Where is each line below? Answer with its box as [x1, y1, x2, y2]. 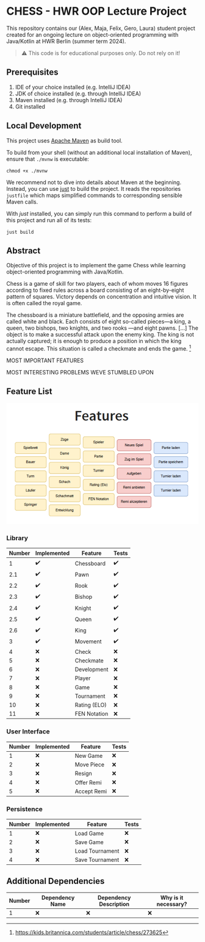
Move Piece [74, 761, 105, 768]
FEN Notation [74, 710, 109, 718]
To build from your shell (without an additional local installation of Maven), [6, 149, 192, 156]
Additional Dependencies [6, 876, 105, 886]
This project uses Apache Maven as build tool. [6, 136, 123, 144]
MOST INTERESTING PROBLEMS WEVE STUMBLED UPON [6, 369, 154, 376]
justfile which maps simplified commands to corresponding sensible [6, 191, 183, 199]
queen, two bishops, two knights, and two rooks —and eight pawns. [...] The [6, 324, 198, 332]
